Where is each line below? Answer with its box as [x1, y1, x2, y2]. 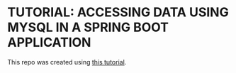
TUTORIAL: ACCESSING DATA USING [7, 4, 229, 21]
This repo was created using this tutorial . [7, 57, 127, 66]
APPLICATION [7, 35, 91, 50]
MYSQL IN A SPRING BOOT [7, 19, 169, 35]
